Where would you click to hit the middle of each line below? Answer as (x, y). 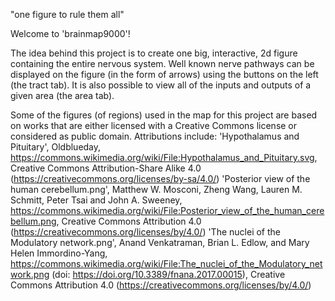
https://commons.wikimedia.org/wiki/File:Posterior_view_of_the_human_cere (167, 210)
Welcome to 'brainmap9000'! (70, 33)
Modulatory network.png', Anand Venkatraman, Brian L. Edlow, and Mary (160, 242)
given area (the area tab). (62, 95)
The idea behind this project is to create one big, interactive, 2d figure (154, 53)
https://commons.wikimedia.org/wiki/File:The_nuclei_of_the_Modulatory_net (166, 263)
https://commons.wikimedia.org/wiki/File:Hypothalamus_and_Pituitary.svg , (164, 157)
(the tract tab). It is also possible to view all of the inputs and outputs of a (161, 85)
